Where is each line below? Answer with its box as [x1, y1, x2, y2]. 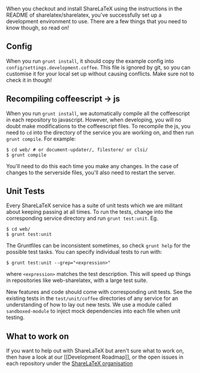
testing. [6, 314, 25, 321]
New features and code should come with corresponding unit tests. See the [6, 289, 192, 296]
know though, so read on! [6, 24, 69, 31]
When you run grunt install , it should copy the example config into [6, 57, 174, 65]
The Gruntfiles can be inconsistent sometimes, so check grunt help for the [6, 242, 190, 249]
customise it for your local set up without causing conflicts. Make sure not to [6, 70, 195, 77]
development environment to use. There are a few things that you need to [6, 18, 187, 25]
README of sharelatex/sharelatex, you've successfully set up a [6, 11, 162, 19]
